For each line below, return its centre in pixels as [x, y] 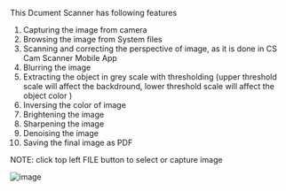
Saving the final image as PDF [78, 142]
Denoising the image [60, 133]
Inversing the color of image [75, 105]
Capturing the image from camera [85, 30]
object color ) [48, 95]
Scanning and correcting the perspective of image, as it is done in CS [150, 49]
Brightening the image [64, 115]
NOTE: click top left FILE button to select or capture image [116, 160]
